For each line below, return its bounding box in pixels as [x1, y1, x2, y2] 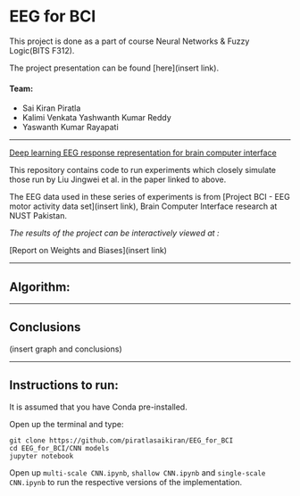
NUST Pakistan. [9, 211, 67, 221]
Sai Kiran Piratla [21, 103, 81, 113]
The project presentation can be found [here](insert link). [9, 62, 220, 73]
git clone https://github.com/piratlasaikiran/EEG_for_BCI [9, 435, 234, 445]
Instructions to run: [9, 377, 119, 393]
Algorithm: [9, 279, 71, 294]
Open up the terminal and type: [9, 418, 124, 429]
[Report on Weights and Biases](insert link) [9, 245, 168, 256]
